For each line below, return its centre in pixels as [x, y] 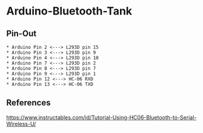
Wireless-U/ [21, 124]
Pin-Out [22, 34]
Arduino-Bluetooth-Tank [69, 11]
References [28, 103]
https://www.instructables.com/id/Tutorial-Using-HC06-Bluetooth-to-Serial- [101, 117]
